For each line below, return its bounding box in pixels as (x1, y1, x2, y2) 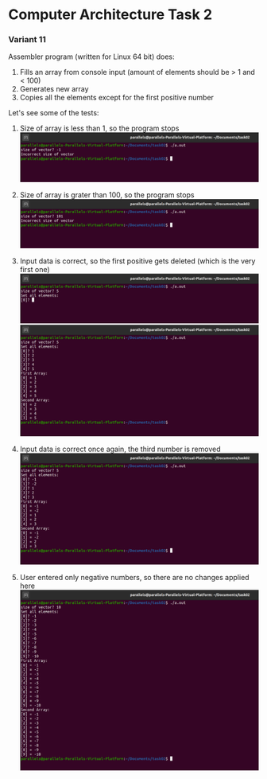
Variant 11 (8, 34, 46, 45)
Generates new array (19, 84, 89, 94)
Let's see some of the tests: (8, 108, 99, 118)
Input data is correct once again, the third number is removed (19, 444, 221, 454)
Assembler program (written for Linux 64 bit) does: (8, 52, 175, 61)
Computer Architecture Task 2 (8, 6, 213, 24)
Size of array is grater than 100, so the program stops (19, 189, 195, 200)
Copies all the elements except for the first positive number (19, 93, 215, 103)
